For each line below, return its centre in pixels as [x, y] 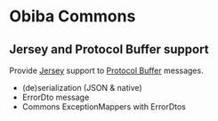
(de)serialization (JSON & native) [82, 88]
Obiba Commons [73, 16]
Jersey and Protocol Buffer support [109, 49]
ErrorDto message [56, 97]
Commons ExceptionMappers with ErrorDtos [104, 107]
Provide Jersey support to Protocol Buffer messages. [106, 70]
